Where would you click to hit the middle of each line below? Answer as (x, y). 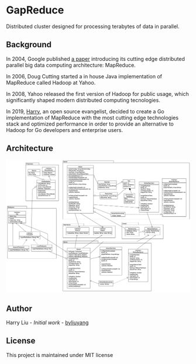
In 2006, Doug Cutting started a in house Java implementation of (84, 76)
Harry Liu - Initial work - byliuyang (47, 323)
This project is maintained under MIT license (60, 355)
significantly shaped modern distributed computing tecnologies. (83, 100)
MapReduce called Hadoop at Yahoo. (51, 82)
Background (29, 45)
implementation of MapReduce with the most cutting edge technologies (92, 117)
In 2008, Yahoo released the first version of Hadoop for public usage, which (97, 93)
